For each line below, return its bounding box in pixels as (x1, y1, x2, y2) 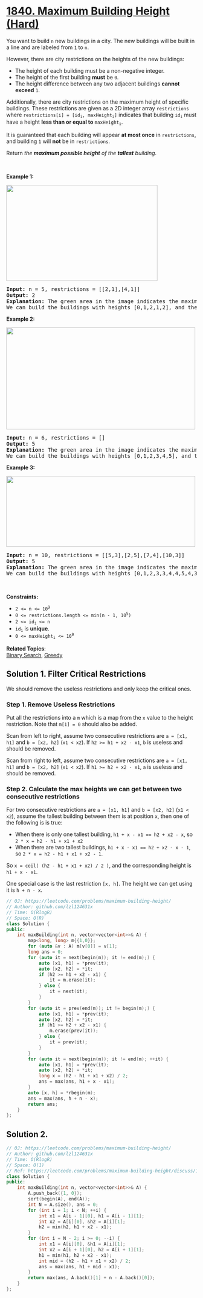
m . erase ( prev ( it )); (49, 1028, 98, 1034)
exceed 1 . (14, 86, 40, 93)
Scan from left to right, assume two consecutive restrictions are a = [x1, (6, 732, 188, 739)
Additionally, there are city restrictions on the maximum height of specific (6, 98, 189, 105)
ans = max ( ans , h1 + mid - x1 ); (38, 1263, 120, 1270)
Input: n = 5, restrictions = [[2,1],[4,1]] (6, 286, 141, 292)
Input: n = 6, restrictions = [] (6, 434, 106, 441)
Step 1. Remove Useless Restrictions (6, 700, 115, 709)
